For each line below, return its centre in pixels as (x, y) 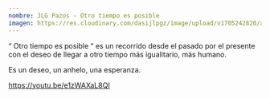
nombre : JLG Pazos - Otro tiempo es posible (84, 16)
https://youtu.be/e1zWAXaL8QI (59, 85)
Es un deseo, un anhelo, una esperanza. (75, 69)
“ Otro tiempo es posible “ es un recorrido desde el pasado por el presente (132, 45)
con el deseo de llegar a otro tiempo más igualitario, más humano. (118, 54)
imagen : (21, 23)
